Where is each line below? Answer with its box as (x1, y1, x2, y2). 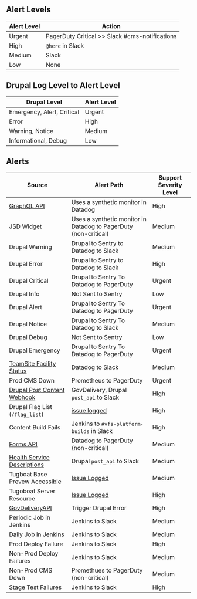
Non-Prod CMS (9, 566, 53, 574)
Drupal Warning (9, 243, 52, 251)
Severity (158, 181, 183, 189)
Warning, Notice (9, 127, 54, 135)
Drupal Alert (9, 303, 42, 312)
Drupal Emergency (9, 346, 60, 354)
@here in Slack (46, 41, 84, 49)
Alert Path (94, 181, 124, 189)
